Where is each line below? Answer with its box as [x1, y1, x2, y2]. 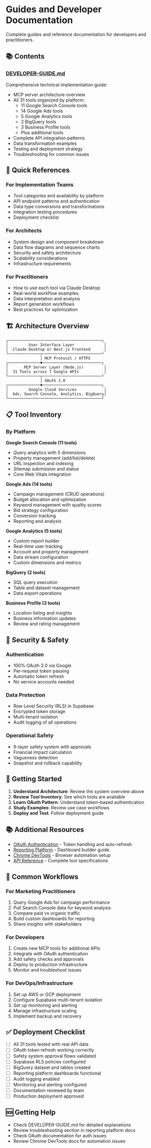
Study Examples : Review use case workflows [13, 804, 110, 810]
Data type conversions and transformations [13, 203, 105, 210]
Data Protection [6, 692, 45, 699]
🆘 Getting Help [6, 1108, 56, 1117]
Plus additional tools [20, 129, 63, 136]
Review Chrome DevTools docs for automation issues [13, 1138, 125, 1144]
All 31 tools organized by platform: [13, 97, 85, 103]
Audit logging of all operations [13, 719, 77, 725]
